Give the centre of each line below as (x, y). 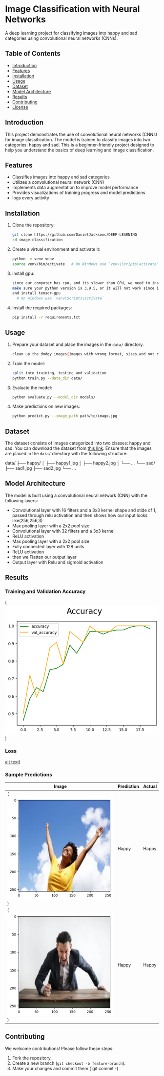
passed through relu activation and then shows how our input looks (80, 515)
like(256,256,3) (27, 520)
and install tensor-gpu (36, 293)
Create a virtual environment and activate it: (56, 249)
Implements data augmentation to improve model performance (75, 188)
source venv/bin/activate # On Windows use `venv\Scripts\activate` (85, 264)
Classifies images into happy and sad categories (61, 177)
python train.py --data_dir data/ (47, 378)
